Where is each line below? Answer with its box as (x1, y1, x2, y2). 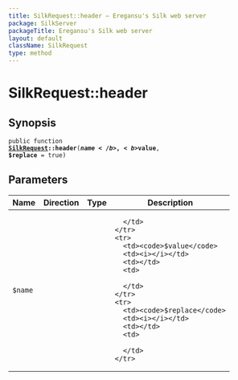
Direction (43, 196, 80, 208)
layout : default (8, 34, 63, 43)
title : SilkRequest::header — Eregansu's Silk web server (8, 11, 207, 20)
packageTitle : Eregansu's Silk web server (8, 27, 153, 35)
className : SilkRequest (8, 42, 88, 50)
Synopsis (8, 116, 56, 130)
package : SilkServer (8, 19, 78, 27)
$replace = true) (8, 151, 67, 159)
